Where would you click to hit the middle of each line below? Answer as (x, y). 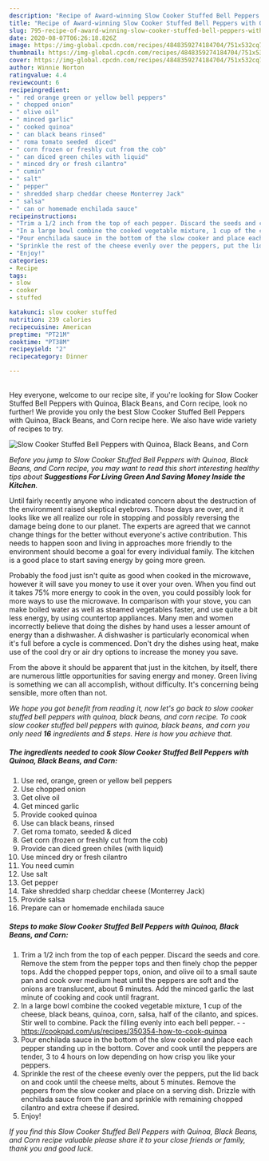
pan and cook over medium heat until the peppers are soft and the (129, 980)
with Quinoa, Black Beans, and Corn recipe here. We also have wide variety (133, 420)
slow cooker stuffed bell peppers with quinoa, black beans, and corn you (129, 725)
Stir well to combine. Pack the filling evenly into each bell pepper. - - (133, 1022)
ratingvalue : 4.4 (38, 75)
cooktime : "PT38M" (40, 342)
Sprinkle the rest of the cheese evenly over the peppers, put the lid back (139, 1073)
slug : (18, 30)
